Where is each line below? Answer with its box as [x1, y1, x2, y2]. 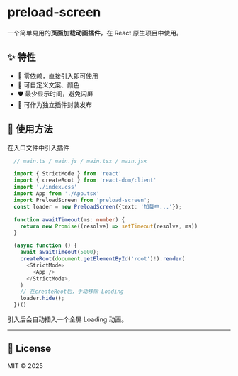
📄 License [7, 343, 52, 355]
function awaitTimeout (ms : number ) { [13, 216, 125, 223]
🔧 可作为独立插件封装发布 [17, 100, 92, 109]
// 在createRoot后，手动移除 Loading [20, 288, 124, 295]
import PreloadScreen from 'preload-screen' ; [13, 197, 151, 204]
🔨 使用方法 [7, 123, 53, 136]
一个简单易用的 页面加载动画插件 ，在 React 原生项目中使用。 [7, 28, 183, 37]
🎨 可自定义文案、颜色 [17, 80, 80, 89]
